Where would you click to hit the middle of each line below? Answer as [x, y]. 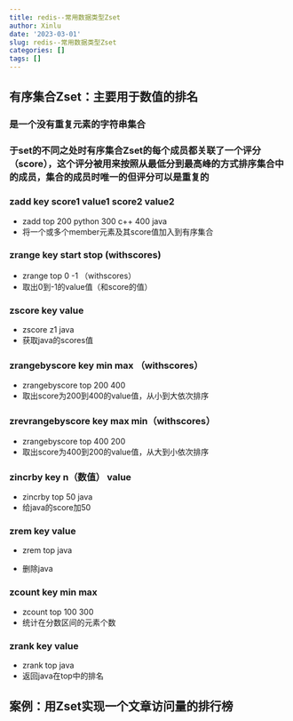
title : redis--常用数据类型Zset [65, 17]
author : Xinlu [36, 26]
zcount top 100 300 [58, 612]
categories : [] [37, 51]
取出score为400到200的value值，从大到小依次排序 [115, 452]
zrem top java [47, 550]
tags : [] [25, 59]
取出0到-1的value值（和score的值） [87, 286]
